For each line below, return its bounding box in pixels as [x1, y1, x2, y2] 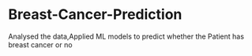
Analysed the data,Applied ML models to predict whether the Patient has [8, 32, 245, 41]
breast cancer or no [8, 39, 73, 49]
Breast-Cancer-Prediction [8, 6, 182, 24]
